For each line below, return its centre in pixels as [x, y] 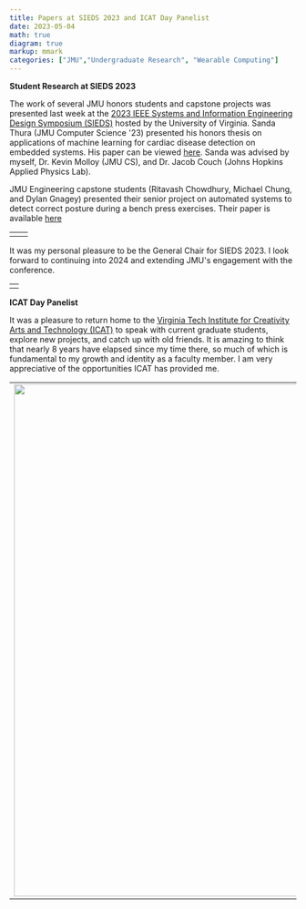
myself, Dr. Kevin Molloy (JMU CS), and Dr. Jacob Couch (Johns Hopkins [147, 162]
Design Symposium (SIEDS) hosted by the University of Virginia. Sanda [143, 123]
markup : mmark [36, 52]
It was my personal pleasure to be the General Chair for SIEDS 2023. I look [149, 250]
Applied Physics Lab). [50, 171]
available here [36, 218]
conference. [32, 270]
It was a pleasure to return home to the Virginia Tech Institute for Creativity [149, 320]
